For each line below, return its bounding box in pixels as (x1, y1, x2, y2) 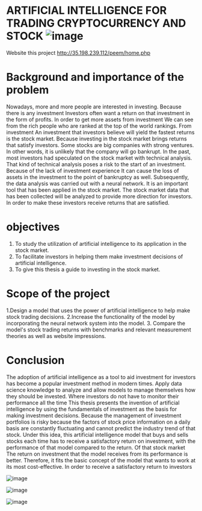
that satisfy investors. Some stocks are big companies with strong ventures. (6, 141, 194, 148)
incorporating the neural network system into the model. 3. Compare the (6, 319, 185, 327)
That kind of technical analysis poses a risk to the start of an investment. (6, 160, 186, 168)
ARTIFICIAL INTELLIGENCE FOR (6, 4, 167, 17)
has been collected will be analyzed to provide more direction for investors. (6, 192, 193, 199)
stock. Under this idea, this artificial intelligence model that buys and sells (6, 431, 189, 438)
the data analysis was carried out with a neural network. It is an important (6, 180, 188, 187)
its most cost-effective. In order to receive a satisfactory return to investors (6, 463, 192, 470)
